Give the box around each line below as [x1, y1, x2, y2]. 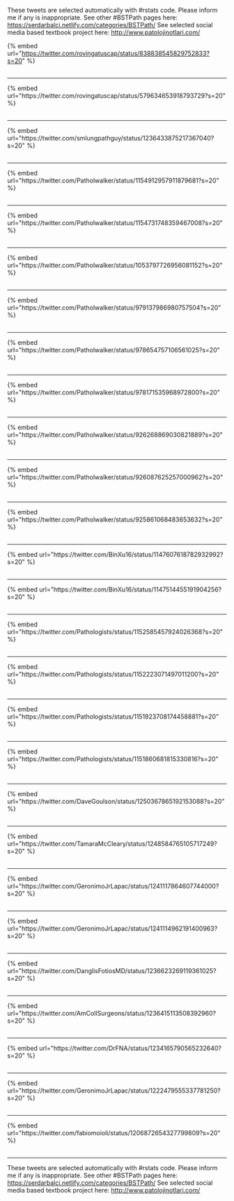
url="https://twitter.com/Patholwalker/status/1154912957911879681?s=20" [7, 176, 219, 185]
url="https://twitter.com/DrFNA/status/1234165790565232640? [39, 1044, 221, 1052]
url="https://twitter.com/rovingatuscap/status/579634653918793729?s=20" [7, 92, 226, 100]
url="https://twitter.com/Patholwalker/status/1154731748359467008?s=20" [7, 219, 223, 226]
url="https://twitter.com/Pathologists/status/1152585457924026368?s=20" [7, 628, 224, 635]
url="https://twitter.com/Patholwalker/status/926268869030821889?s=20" [7, 431, 223, 439]
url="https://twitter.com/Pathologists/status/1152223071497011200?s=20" [7, 670, 219, 678]
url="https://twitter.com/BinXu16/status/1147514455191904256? [39, 585, 222, 594]
